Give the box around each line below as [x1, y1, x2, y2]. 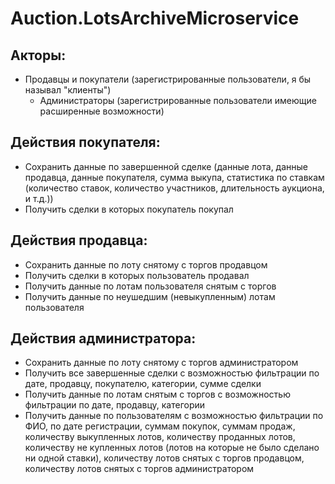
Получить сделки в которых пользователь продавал [24, 269, 250, 281]
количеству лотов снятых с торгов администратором [24, 463, 255, 475]
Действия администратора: [10, 330, 197, 347]
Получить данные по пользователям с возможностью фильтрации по [24, 410, 324, 422]
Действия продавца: [10, 232, 148, 249]
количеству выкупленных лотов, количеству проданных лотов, [24, 431, 296, 443]
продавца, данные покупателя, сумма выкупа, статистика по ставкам [24, 171, 325, 183]
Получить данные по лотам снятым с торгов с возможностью [24, 388, 291, 401]
